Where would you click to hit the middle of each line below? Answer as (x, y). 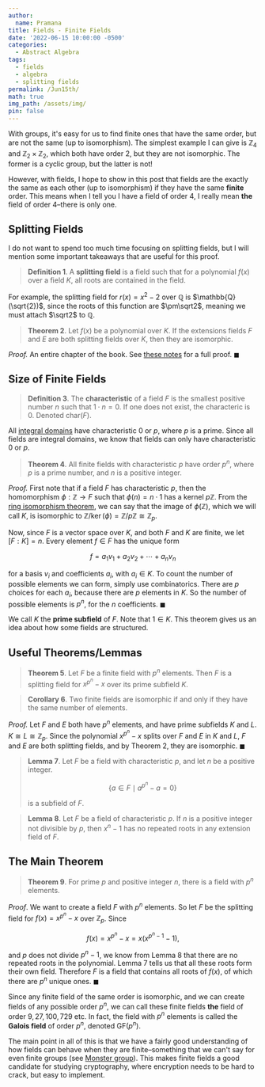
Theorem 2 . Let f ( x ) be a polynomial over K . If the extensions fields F (140, 331)
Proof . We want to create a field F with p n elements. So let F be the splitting (131, 906)
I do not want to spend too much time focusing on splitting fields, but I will (129, 248)
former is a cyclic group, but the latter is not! (80, 164)
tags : (17, 60)
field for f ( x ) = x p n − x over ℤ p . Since (68, 918)
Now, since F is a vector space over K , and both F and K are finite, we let (127, 533)
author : (21, 15)
